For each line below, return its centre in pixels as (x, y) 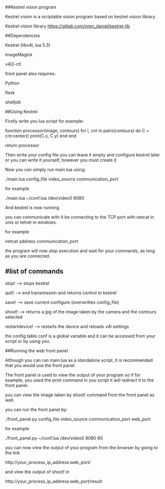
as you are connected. (28, 256)
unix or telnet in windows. (31, 222)
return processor (22, 145)
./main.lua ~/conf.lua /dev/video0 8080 (45, 198)
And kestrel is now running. (33, 207)
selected (14, 317)
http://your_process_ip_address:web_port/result (54, 481)
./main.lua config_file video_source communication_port (62, 179)
